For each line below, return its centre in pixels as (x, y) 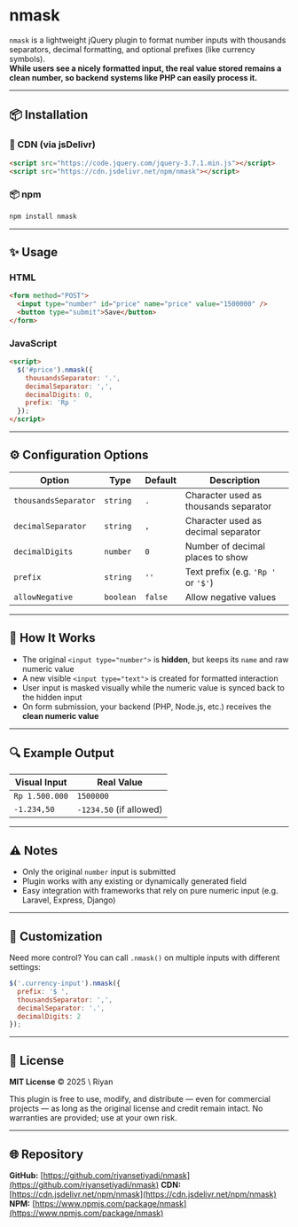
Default (161, 480)
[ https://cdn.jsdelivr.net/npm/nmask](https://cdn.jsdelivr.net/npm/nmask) (143, 1194)
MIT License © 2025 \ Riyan (61, 1082)
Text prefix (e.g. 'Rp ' (231, 571)
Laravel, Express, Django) (69, 900)
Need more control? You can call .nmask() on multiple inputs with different (145, 957)
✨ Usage (34, 252)
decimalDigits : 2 (49, 1016)
